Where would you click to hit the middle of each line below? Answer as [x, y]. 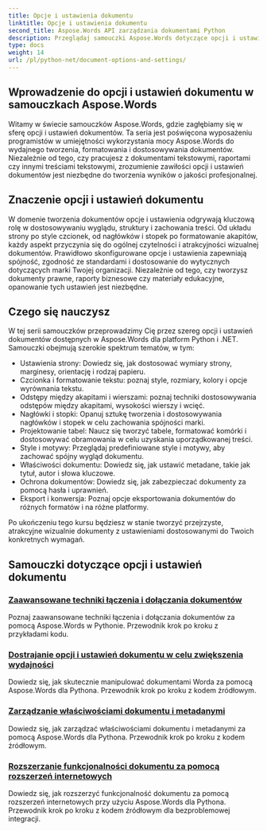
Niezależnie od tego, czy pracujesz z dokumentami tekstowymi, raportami [130, 158]
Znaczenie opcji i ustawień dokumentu [106, 200]
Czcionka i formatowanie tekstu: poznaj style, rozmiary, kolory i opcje [133, 380]
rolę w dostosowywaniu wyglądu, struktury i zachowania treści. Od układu [130, 227]
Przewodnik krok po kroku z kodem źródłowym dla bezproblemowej [119, 810]
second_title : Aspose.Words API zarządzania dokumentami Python [117, 30]
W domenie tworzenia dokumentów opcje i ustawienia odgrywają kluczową [132, 219]
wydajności [31, 664]
